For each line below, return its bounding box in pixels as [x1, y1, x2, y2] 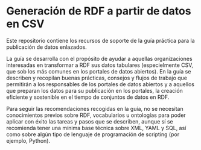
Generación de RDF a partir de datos [6, 4, 191, 18]
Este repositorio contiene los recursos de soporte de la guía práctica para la [6, 37, 195, 44]
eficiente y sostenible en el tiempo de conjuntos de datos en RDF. [6, 93, 170, 101]
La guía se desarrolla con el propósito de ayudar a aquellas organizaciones [6, 55, 193, 62]
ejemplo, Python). [6, 137, 50, 144]
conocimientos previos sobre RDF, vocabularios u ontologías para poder [6, 111, 186, 119]
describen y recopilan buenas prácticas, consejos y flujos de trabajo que [6, 74, 187, 81]
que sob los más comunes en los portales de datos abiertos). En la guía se [6, 67, 191, 75]
